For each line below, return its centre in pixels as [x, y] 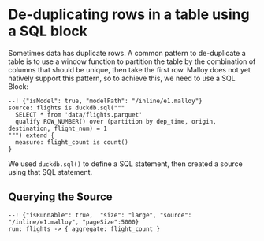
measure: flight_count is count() [72, 142]
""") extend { [32, 135]
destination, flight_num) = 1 [58, 128]
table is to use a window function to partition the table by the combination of [132, 61]
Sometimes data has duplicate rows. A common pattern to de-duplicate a [127, 53]
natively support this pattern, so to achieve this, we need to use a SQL [122, 78]
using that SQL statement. [50, 172]
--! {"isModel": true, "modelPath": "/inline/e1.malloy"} [105, 101]
